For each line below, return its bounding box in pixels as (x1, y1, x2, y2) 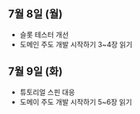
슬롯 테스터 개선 (19, 30, 69, 39)
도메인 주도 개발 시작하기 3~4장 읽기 (19, 39, 133, 49)
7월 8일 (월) (8, 7, 63, 21)
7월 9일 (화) (8, 65, 63, 79)
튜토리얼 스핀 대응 (19, 87, 75, 97)
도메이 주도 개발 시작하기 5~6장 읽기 (19, 97, 133, 106)
